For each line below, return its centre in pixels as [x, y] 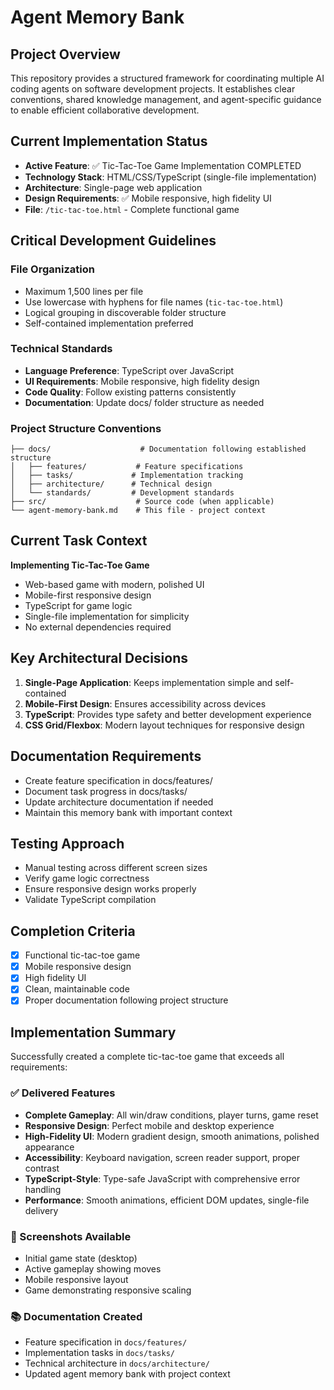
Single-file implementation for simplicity [107, 616]
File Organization [52, 269]
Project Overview [65, 54]
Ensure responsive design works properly [110, 889]
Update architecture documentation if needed [119, 802]
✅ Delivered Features [63, 1093]
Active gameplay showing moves [93, 1268]
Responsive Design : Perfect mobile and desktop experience [149, 1125]
